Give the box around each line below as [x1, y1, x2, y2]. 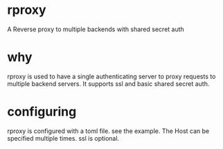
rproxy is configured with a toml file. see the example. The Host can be [7, 127, 210, 135]
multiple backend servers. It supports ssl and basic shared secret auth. [7, 79, 210, 88]
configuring [7, 104, 77, 120]
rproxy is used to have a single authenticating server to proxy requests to [7, 72, 216, 80]
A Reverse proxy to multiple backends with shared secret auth [7, 25, 185, 33]
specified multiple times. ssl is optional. [7, 134, 120, 142]
